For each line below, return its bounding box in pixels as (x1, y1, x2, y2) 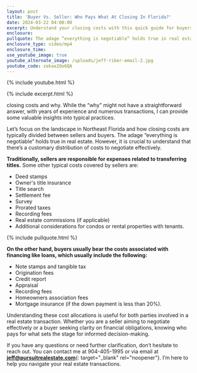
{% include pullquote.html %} (6, 234, 78, 241)
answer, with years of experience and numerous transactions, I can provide (6, 108, 188, 115)
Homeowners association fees (15, 294, 88, 302)
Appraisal (15, 282, 39, 289)
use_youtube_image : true (6, 52, 67, 58)
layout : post (6, 8, 39, 15)
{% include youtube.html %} (6, 79, 75, 86)
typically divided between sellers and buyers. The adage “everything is (6, 132, 178, 139)
